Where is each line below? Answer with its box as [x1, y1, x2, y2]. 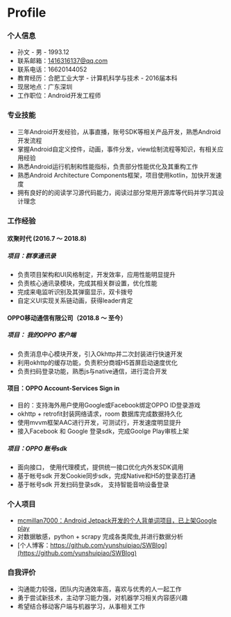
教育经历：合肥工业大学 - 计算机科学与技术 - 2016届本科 [17, 74, 178, 83]
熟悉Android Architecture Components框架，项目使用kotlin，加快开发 [17, 171, 216, 179]
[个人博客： [17, 541, 51, 550]
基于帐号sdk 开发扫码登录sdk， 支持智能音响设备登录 [17, 480, 169, 489]
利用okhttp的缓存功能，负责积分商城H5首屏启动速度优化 [17, 358, 178, 366]
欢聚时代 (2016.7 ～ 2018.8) [7, 235, 87, 243]
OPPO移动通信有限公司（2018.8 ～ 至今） [7, 314, 127, 322]
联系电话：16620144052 [17, 65, 87, 74]
